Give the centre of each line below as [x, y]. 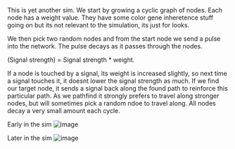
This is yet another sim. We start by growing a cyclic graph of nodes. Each [115, 10]
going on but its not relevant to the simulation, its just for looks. [99, 25]
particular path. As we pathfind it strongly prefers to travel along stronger [113, 96]
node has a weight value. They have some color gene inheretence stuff [110, 18]
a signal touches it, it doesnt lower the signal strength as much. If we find [113, 81]
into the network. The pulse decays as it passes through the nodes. [105, 46]
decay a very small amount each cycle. [64, 111]
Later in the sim [30, 138]
